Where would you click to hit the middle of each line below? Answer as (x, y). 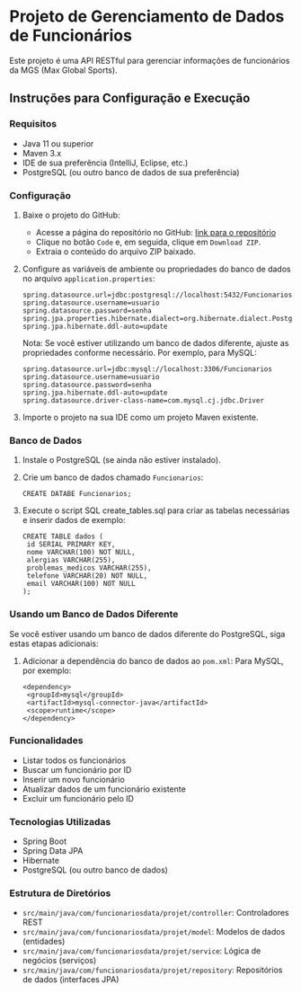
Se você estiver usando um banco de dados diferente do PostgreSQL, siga (147, 634)
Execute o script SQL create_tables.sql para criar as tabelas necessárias (156, 510)
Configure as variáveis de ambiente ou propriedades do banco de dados (156, 269)
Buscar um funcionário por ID (77, 769)
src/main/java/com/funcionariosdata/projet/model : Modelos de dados (154, 932)
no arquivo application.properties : (89, 278)
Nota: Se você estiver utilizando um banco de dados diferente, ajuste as (155, 342)
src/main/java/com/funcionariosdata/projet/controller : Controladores (155, 913)
